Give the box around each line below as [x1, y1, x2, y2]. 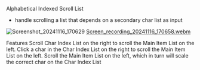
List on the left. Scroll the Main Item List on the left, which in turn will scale [6, 52, 189, 59]
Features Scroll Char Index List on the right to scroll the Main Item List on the [6, 40, 195, 46]
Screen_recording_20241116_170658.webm [86, 28, 191, 35]
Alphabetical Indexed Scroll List [6, 5, 84, 12]
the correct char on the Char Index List [6, 59, 101, 65]
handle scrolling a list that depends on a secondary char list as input [14, 17, 183, 23]
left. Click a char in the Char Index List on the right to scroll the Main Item [6, 46, 186, 53]
